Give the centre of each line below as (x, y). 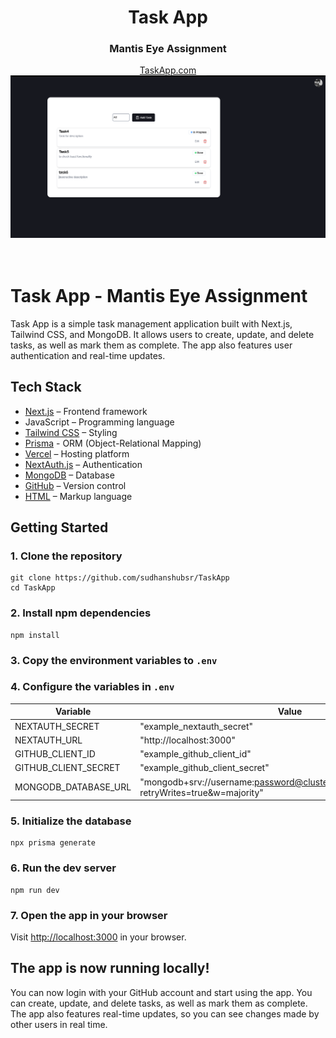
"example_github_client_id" (195, 754)
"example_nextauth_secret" (196, 726)
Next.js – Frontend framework (86, 411)
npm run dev (35, 890)
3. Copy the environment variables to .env (114, 660)
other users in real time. (59, 1024)
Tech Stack (46, 387)
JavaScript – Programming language (99, 422)
